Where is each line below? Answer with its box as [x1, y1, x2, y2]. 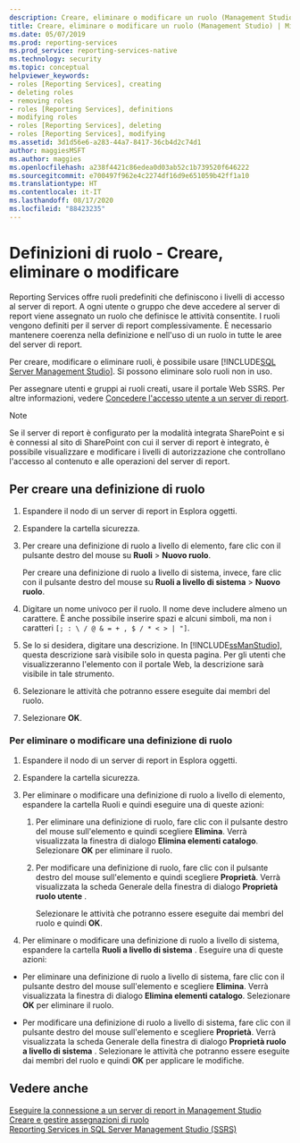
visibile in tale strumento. [21, 668, 114, 679]
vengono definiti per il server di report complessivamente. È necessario [9, 319, 272, 331]
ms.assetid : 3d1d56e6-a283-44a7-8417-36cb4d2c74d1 [9, 138, 202, 147]
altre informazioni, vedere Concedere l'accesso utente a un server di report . [9, 393, 289, 403]
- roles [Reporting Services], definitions [9, 105, 174, 114]
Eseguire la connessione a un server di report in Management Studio [9, 1105, 262, 1115]
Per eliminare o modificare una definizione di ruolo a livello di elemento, [21, 789, 286, 800]
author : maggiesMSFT [9, 146, 87, 155]
